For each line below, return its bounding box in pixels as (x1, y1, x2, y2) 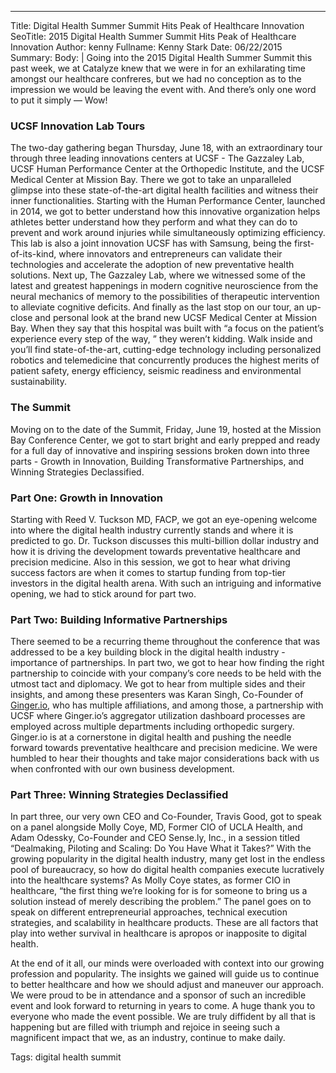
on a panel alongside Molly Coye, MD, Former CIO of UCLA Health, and (10, 821, 303, 833)
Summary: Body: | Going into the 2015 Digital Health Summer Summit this (10, 52, 313, 63)
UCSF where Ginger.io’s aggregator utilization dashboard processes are (10, 710, 306, 722)
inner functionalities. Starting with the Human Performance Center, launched (10, 195, 326, 207)
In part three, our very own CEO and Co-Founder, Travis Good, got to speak (10, 811, 322, 823)
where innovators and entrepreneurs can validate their (58, 248, 283, 260)
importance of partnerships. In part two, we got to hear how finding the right (10, 657, 325, 669)
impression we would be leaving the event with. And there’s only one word (10, 84, 317, 95)
